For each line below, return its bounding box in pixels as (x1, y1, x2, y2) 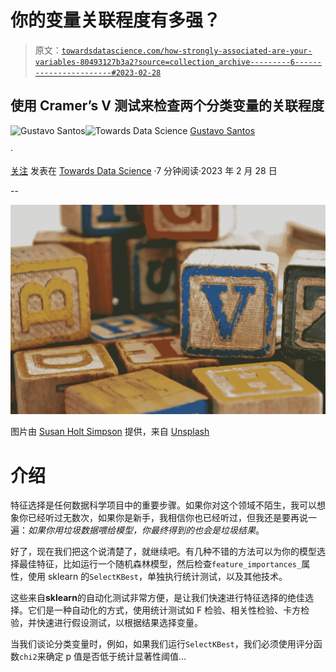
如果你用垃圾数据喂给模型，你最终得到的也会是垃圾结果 (28, 524, 256, 536)
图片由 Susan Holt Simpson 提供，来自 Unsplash (10, 426, 210, 438)
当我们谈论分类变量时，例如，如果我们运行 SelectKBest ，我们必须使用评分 (10, 638, 314, 650)
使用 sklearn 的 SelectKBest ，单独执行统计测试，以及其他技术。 (27, 571, 288, 583)
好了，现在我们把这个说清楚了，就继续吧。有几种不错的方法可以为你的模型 (10, 546, 317, 558)
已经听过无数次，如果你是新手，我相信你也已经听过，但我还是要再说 (27, 512, 308, 524)
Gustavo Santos (189, 124, 256, 136)
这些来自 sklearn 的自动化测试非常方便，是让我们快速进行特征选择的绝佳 (10, 592, 305, 604)
